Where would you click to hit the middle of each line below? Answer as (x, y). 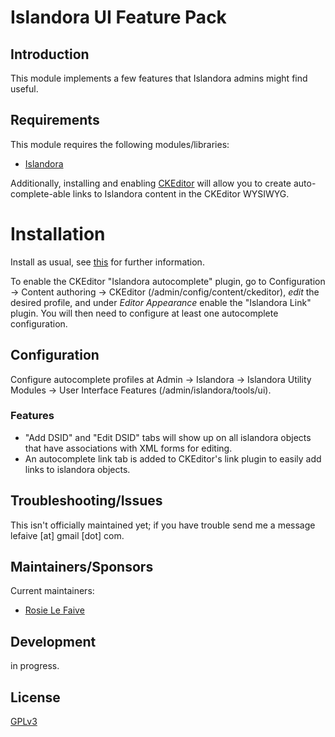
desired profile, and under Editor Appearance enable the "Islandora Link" (161, 302)
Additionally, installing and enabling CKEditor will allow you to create (151, 183)
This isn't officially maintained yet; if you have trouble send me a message (163, 525)
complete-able (40, 193)
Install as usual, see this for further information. (107, 262)
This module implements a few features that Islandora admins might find (159, 78)
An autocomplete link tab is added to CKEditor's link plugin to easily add (173, 458)
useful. (24, 89)
